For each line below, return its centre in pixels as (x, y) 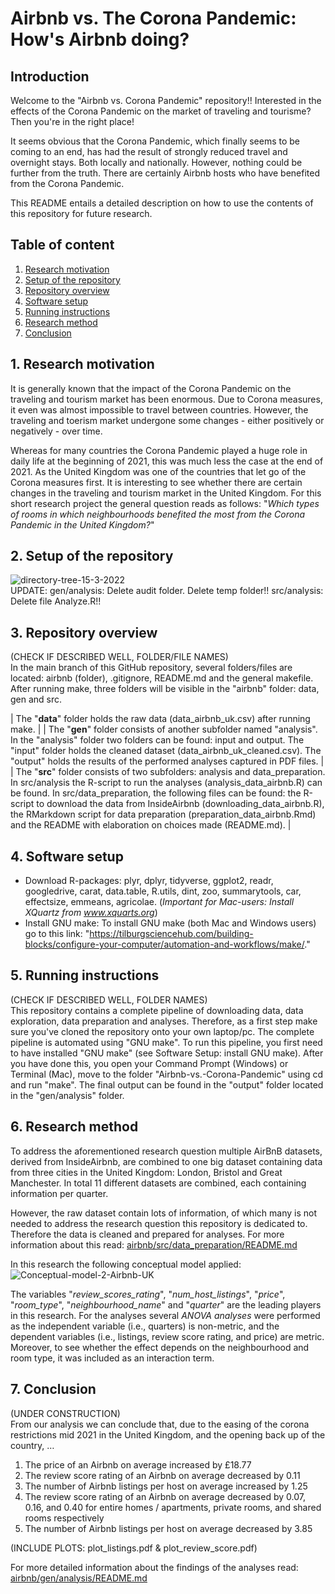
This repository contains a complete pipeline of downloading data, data (157, 1010)
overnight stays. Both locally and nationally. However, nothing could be (156, 162)
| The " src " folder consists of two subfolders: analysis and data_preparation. (168, 772)
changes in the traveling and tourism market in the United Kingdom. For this (166, 493)
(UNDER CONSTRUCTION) (65, 1413)
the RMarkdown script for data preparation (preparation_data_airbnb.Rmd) (163, 814)
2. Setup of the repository (92, 556)
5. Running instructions (85, 975)
